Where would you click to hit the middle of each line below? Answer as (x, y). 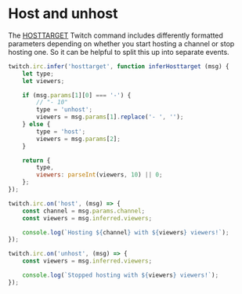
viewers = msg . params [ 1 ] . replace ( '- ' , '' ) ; (110, 117)
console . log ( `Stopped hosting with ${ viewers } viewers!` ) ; (121, 275)
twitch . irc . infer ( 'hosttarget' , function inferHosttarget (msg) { (119, 66)
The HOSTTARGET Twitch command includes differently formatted (116, 35)
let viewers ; (43, 81)
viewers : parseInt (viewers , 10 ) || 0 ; (99, 175)
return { (36, 160)
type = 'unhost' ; (64, 110)
